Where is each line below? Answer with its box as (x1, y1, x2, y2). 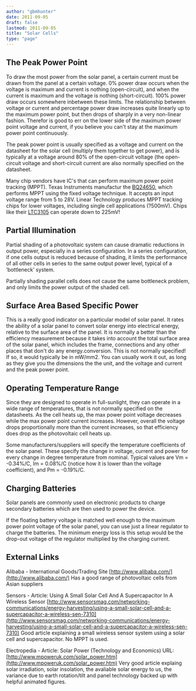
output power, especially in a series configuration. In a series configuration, (6, 247, 188, 254)
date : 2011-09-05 (6, 14, 49, 20)
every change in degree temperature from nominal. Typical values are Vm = (6, 454, 188, 461)
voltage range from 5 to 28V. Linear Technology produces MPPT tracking (6, 196, 183, 203)
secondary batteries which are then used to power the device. (6, 505, 156, 512)
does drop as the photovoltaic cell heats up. (6, 430, 112, 437)
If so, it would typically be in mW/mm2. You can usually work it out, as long (6, 354, 187, 361)
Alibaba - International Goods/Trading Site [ (6, 568, 111, 575)
